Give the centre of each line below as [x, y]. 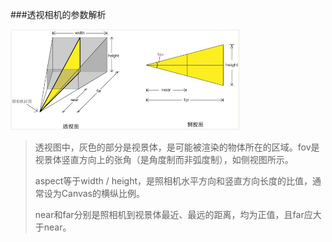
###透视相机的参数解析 [58, 14]
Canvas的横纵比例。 [103, 193]
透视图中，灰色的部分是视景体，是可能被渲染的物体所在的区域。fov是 [177, 147]
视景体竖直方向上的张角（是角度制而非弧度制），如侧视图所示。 [164, 159]
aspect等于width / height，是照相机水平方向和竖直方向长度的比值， [173, 181]
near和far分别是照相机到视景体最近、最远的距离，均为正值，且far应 [173, 214]
